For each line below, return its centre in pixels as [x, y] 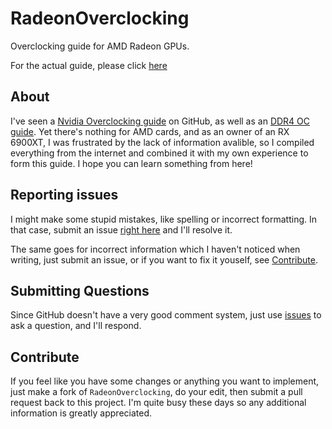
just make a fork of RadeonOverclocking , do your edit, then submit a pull [156, 392]
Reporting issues [64, 195]
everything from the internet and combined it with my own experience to [159, 153]
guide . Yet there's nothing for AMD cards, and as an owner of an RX [150, 131]
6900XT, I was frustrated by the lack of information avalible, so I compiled [162, 142]
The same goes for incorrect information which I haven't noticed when [155, 249]
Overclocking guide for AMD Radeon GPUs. [100, 46]
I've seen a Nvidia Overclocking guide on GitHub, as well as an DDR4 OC [160, 121]
